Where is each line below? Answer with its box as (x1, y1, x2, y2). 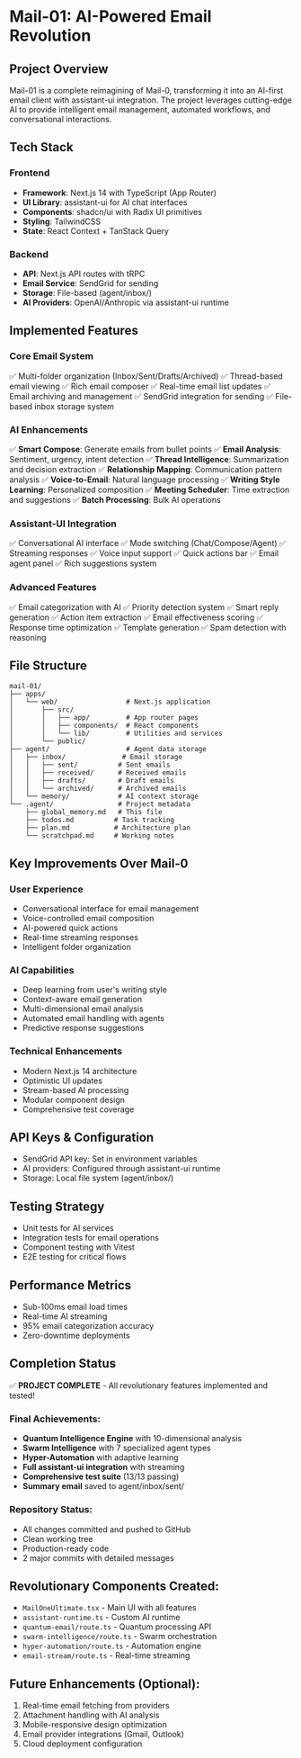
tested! (9, 1390, 36, 1401)
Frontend (9, 166, 50, 179)
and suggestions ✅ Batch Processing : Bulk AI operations (9, 494, 222, 505)
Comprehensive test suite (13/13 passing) (22, 1471, 180, 1482)
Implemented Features (9, 323, 139, 338)
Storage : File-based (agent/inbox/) (22, 287, 153, 298)
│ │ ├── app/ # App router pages (9, 713, 199, 722)
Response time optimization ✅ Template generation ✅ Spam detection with (9, 622, 287, 632)
